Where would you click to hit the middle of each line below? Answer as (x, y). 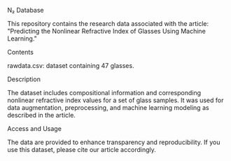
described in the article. (41, 115)
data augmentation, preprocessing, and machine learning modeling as (108, 107)
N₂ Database (26, 10)
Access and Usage (34, 128)
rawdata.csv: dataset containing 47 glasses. (71, 65)
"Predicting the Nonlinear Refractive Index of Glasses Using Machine (107, 31)
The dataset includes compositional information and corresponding (104, 93)
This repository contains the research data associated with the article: (108, 23)
